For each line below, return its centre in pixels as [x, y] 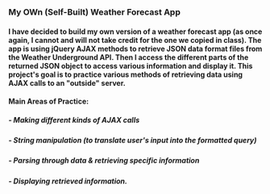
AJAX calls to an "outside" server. [67, 82]
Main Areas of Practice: [49, 101]
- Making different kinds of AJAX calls [74, 120]
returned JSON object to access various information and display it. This [131, 65]
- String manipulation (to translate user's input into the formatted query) [133, 141]
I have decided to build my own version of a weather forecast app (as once [135, 32]
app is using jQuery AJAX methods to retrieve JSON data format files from [135, 48]
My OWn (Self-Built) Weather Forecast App [95, 12]
